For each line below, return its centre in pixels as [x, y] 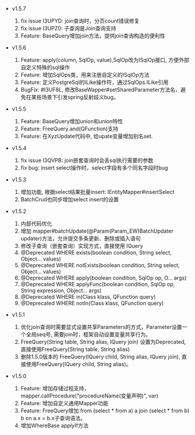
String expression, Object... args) [61, 290]
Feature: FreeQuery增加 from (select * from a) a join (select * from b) [105, 411]
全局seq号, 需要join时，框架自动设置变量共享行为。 [89, 334]
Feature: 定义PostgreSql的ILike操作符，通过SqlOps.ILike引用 [95, 82]
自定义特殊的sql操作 [45, 67]
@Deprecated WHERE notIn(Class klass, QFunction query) [92, 303]
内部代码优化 [36, 223]
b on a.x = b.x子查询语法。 [53, 418]
